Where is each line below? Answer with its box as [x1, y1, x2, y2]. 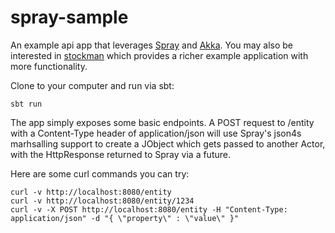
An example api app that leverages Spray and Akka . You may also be [10, 39, 294, 51]
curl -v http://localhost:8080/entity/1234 [10, 196, 195, 206]
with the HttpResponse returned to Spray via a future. [10, 148, 231, 160]
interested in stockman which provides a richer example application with [10, 49, 309, 61]
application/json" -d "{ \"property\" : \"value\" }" [10, 213, 240, 223]
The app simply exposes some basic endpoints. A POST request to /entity [10, 116, 315, 128]
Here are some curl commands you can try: [10, 167, 190, 180]
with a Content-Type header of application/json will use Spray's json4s [10, 127, 302, 139]
